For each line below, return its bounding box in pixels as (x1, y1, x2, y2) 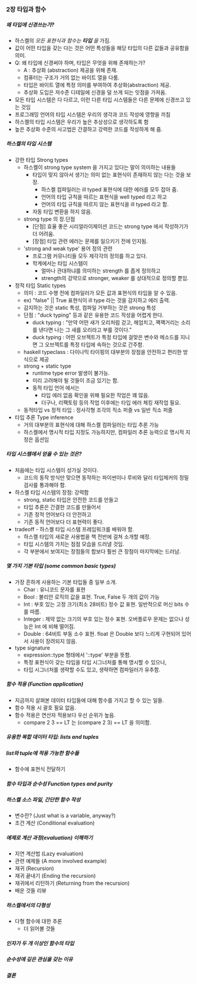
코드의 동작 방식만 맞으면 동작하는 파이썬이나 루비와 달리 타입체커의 (23, 474, 178, 481)
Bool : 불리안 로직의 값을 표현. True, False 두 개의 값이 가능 (23, 593, 160, 600)
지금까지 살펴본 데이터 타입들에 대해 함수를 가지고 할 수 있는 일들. (14, 696, 164, 704)
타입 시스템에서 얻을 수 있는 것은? (6, 450, 82, 457)
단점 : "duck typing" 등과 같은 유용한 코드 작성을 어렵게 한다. (23, 311, 164, 319)
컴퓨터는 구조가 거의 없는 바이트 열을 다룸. (23, 74, 120, 81)
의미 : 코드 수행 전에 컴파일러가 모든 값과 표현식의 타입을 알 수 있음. (23, 289, 178, 296)
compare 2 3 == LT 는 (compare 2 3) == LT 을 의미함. (23, 719, 152, 726)
